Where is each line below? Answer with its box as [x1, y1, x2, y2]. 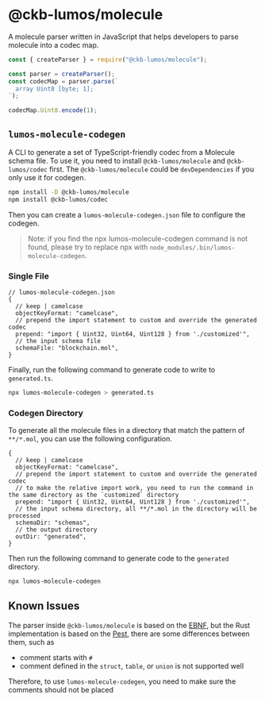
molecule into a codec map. [8, 40, 99, 49]
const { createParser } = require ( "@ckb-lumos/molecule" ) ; [8, 56, 208, 64]
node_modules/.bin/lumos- [149, 244, 236, 252]
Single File [8, 270, 49, 281]
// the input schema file [15, 337, 102, 345]
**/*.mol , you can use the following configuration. [8, 434, 173, 444]
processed [8, 512, 41, 520]
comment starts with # [19, 653, 93, 662]
